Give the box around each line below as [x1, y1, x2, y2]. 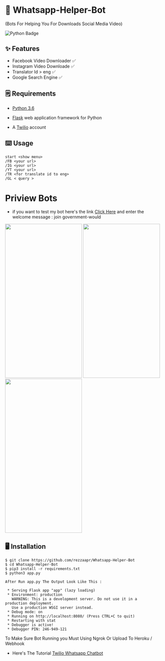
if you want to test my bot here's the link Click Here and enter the [12, 209, 144, 215]
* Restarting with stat [7, 618, 56, 623]
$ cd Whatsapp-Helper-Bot [5, 562, 58, 567]
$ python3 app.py [5, 571, 41, 576]
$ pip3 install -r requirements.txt [5, 566, 80, 571]
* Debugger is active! [7, 623, 54, 627]
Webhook [5, 641, 25, 647]
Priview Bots [5, 192, 57, 204]
